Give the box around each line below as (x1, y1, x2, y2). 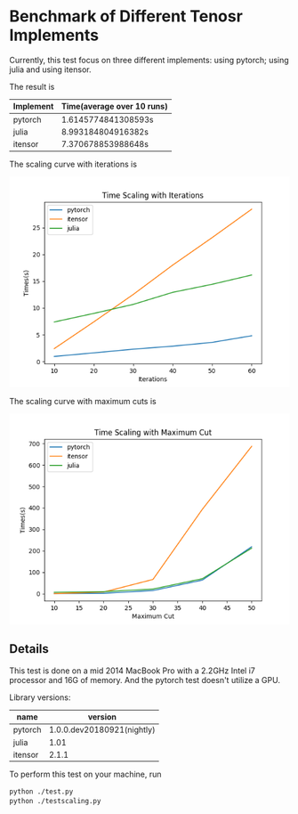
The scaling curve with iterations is (9, 159, 138, 169)
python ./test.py (9, 787, 74, 796)
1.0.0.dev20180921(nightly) (48, 724, 156, 736)
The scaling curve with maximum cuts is (9, 395, 157, 406)
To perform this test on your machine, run (9, 769, 162, 780)
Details (9, 641, 49, 656)
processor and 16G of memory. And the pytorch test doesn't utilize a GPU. (9, 674, 280, 685)
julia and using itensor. (9, 64, 92, 75)
